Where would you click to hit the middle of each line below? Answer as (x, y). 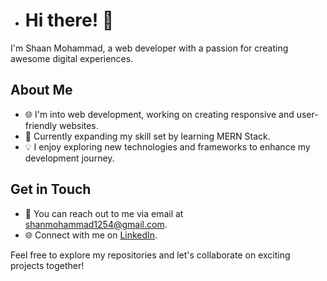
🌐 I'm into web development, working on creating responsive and (159, 114)
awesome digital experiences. (72, 58)
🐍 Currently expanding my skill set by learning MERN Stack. (147, 136)
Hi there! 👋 (69, 20)
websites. (79, 125)
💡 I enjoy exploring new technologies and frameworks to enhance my (167, 146)
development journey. (69, 158)
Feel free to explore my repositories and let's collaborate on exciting (150, 255)
